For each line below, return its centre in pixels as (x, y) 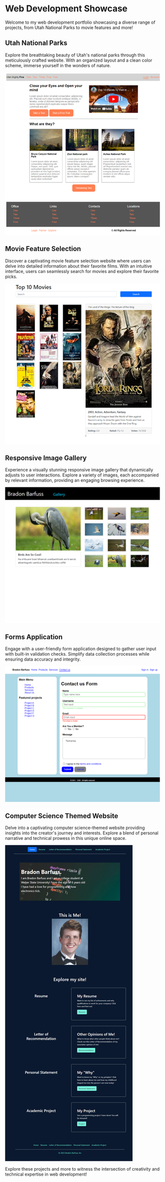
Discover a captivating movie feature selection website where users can (78, 261)
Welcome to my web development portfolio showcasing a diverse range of (80, 22)
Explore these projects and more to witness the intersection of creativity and (82, 1169)
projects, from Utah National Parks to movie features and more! (69, 27)
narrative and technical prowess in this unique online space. (66, 838)
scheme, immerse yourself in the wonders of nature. (58, 65)
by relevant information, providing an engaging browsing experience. (75, 480)
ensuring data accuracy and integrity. (43, 659)
